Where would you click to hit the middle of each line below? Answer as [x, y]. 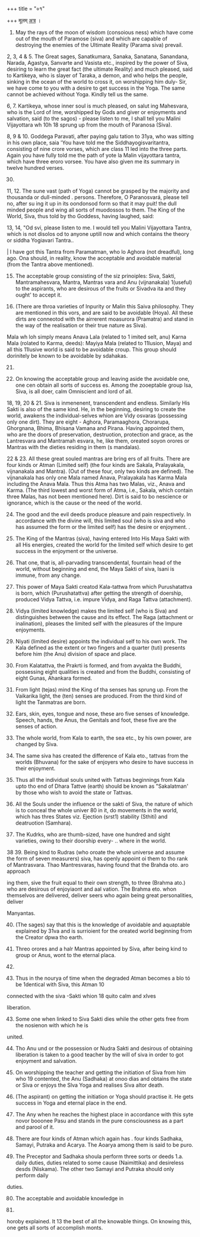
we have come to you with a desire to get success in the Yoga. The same [96, 88]
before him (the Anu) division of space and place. [76, 654]
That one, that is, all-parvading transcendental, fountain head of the [98, 563]
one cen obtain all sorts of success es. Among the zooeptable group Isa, [104, 385]
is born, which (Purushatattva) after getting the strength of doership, [99, 593]
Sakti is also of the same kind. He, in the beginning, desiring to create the [96, 409]
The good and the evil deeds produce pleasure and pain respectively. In [103, 514]
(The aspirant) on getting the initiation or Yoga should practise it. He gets [104, 1096]
